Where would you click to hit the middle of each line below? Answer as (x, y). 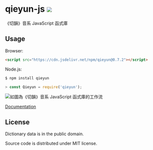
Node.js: (13, 69)
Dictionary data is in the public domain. (45, 134)
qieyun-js (25, 9)
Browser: (14, 50)
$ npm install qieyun (27, 78)
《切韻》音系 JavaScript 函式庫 (37, 23)
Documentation (21, 107)
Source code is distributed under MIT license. (51, 144)
